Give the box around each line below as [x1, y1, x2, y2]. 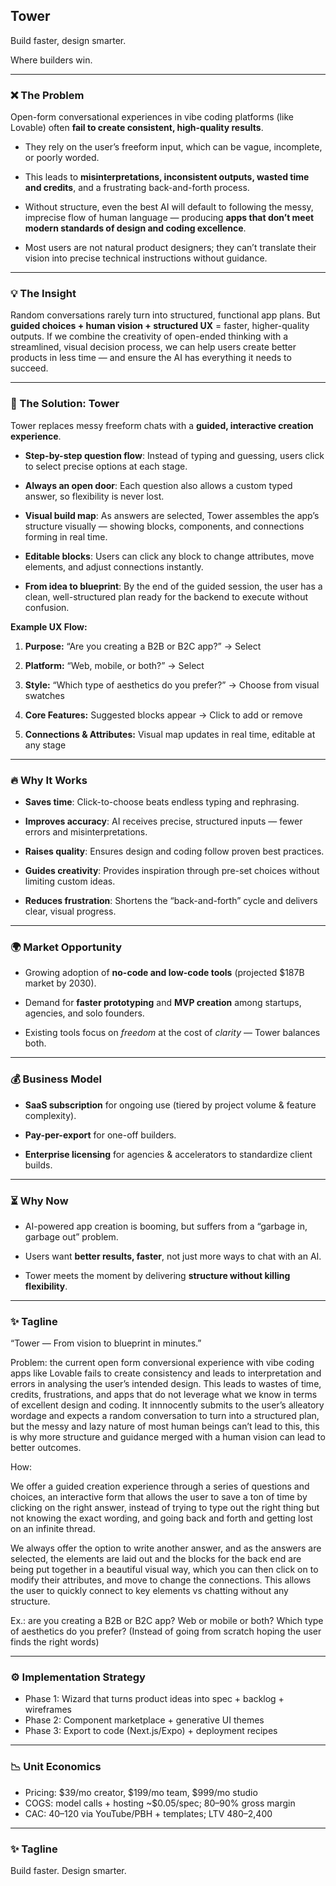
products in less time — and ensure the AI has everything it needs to [10, 352, 292, 364]
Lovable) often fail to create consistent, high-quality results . [10, 122, 264, 134]
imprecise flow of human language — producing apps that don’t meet [24, 212, 315, 224]
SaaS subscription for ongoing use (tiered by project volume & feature [24, 1099, 317, 1111]
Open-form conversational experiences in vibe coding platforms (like [10, 111, 294, 123]
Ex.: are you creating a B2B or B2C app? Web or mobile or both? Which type [10, 1615, 324, 1627]
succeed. [10, 362, 49, 374]
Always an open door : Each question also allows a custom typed [24, 479, 293, 491]
